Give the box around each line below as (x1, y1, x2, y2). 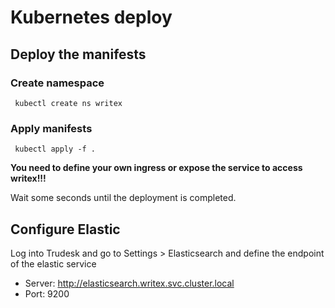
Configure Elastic (10, 221, 121, 238)
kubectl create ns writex (14, 98, 123, 108)
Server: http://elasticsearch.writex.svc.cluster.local (24, 277, 235, 289)
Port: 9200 (24, 287, 70, 300)
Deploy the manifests (10, 46, 147, 63)
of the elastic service (10, 257, 97, 270)
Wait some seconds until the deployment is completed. (10, 192, 237, 204)
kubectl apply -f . (14, 144, 97, 155)
